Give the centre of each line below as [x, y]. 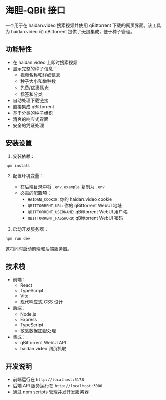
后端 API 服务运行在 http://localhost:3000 [57, 385]
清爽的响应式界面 [30, 119]
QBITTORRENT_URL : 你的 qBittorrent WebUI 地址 [75, 206]
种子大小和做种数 [38, 81]
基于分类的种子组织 [33, 113]
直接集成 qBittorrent [33, 106]
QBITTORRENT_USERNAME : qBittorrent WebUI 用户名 [78, 212]
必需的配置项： [36, 193]
